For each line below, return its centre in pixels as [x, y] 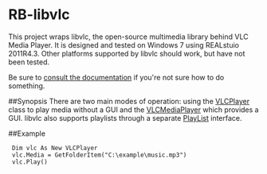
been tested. [29, 62]
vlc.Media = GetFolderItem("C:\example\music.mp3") [99, 155]
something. [27, 86]
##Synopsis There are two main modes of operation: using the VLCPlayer [129, 101]
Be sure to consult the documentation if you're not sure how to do [116, 77]
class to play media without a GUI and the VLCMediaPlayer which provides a [133, 110]
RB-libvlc [39, 15]
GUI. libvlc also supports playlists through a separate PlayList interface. [125, 118]
